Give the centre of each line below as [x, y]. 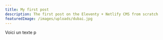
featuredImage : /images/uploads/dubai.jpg [49, 19]
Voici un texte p [21, 33]
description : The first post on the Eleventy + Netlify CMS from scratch [82, 14]
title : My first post [27, 10]
